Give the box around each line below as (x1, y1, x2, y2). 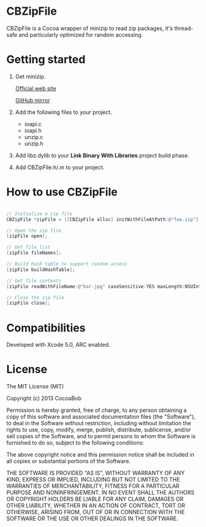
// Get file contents (6, 278, 62, 284)
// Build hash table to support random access (6, 261, 128, 267)
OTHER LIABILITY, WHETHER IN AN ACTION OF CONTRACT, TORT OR (6, 502, 185, 509)
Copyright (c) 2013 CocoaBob (6, 395, 82, 402)
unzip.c (24, 133, 44, 140)
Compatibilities (6, 320, 86, 335)
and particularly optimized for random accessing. (18, 31, 143, 38)
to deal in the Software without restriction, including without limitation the (6, 420, 191, 427)
